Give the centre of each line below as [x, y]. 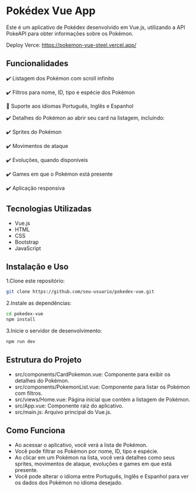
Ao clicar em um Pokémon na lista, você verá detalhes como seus [95, 457]
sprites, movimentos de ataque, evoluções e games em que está [93, 464]
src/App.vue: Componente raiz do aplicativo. [69, 406]
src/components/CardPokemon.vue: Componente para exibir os [92, 374]
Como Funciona [36, 431]
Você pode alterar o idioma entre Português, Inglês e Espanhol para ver [102, 476]
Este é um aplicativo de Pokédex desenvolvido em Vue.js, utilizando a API [96, 27]
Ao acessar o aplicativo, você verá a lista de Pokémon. [81, 445]
